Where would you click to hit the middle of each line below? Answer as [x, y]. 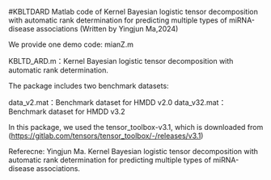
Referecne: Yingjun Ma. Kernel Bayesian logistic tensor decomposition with [133, 151]
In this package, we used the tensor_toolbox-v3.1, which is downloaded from [136, 127]
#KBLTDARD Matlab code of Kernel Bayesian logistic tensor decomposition [133, 12]
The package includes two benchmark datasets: [89, 86]
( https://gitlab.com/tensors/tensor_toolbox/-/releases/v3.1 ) [106, 136]
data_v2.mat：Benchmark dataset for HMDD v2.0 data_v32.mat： [117, 103]
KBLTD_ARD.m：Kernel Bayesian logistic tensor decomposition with [121, 61]
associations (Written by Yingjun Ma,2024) [107, 29]
